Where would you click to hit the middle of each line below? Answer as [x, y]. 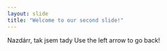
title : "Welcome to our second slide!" [66, 20]
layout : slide [28, 14]
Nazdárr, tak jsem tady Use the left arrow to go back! [83, 40]
